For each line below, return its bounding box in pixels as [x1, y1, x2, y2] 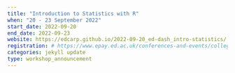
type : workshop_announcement [7, 56, 92, 63]
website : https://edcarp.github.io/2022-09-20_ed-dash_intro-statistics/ [7, 36, 227, 43]
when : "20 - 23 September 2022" [7, 17, 101, 24]
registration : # [7, 42, 55, 49]
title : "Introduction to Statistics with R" [7, 10, 139, 17]
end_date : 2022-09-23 [7, 29, 71, 37]
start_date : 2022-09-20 [7, 23, 77, 30]
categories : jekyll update [7, 49, 86, 56]
